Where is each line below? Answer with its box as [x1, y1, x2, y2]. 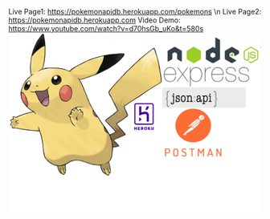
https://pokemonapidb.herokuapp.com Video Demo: [8, 15, 181, 25]
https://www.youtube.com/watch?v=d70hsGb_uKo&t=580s [8, 24, 204, 33]
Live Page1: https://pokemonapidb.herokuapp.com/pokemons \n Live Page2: [8, 7, 262, 16]
